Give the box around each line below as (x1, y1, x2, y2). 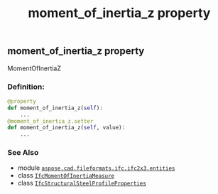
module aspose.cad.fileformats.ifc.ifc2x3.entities (17, 163, 175, 172)
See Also (7, 148, 39, 158)
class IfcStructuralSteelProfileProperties (17, 179, 147, 188)
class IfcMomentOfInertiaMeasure (17, 171, 115, 180)
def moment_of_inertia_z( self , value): (7, 124, 126, 131)
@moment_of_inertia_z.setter (7, 117, 94, 125)
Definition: (7, 82, 45, 92)
